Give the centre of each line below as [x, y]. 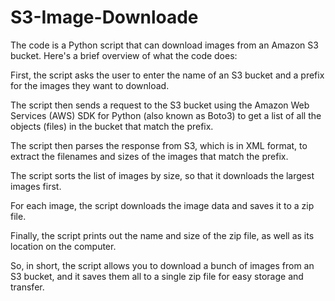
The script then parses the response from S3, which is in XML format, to [159, 145]
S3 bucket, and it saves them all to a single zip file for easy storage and [157, 276]
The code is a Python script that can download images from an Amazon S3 [164, 45]
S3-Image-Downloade [104, 17]
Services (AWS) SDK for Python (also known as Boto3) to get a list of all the [166, 115]
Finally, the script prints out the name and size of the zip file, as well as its [162, 235]
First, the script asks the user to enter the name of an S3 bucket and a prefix [167, 75]
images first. [36, 186]
